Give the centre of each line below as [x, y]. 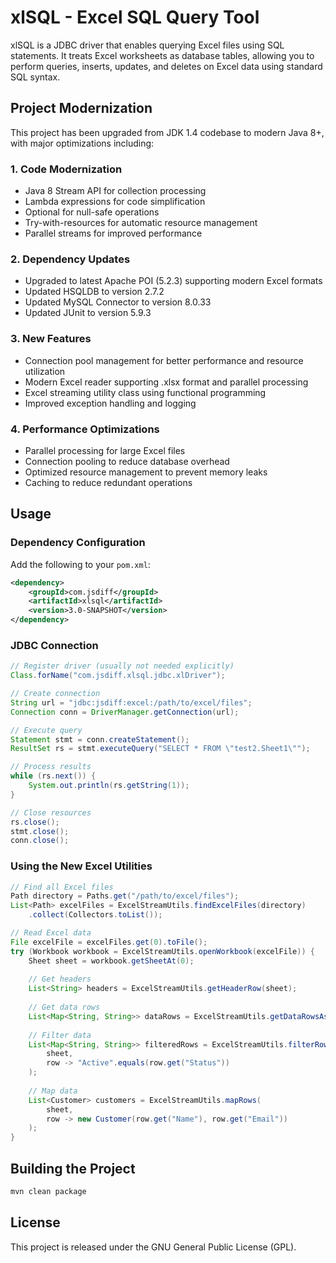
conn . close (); [40, 841]
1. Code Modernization [66, 169]
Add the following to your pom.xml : [80, 564]
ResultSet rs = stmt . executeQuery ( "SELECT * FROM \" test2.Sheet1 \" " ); [160, 749]
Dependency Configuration [78, 543]
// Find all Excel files [62, 887]
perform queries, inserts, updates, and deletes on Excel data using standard [166, 66]
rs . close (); [35, 822]
